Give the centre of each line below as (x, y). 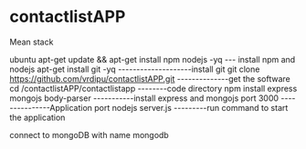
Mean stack (32, 42)
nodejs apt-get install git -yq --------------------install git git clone (135, 69)
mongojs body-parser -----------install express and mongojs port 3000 (144, 98)
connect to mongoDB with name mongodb (89, 134)
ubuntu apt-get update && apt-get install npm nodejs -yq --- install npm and (153, 59)
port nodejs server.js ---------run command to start (191, 107)
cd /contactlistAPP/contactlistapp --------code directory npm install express (153, 88)
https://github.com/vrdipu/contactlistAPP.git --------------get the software (150, 78)
